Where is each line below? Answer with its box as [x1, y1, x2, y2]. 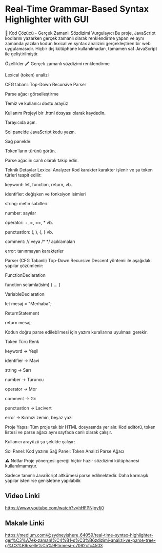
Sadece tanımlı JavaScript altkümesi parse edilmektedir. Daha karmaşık [5, 472, 149, 478]
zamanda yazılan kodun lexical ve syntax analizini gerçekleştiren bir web [5, 40, 151, 46]
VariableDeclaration [5, 291, 45, 297]
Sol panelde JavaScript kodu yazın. [5, 129, 76, 135]
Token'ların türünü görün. [5, 148, 56, 154]
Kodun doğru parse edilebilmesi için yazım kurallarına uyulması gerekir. [5, 329, 148, 335]
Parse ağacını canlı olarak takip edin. [5, 157, 79, 163]
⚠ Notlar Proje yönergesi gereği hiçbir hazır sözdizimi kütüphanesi [5, 457, 139, 463]
